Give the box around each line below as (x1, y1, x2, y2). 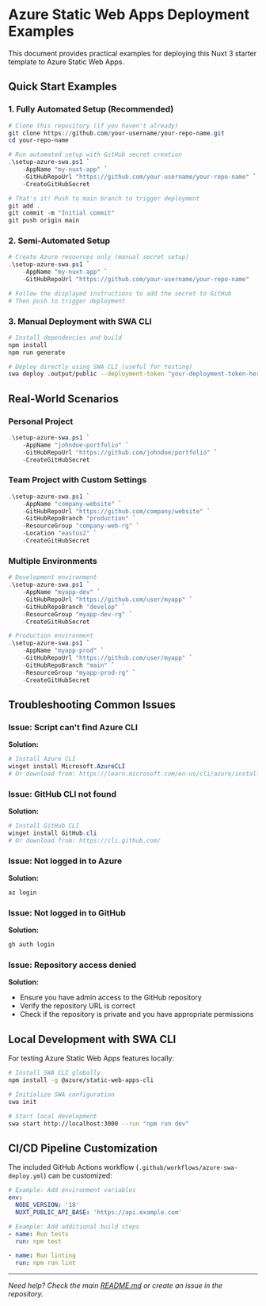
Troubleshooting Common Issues (8, 698, 176, 711)
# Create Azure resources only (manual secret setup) (8, 253, 190, 261)
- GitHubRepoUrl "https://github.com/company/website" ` (22, 507, 211, 516)
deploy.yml (8, 1172, 44, 1181)
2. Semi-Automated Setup (8, 235, 111, 246)
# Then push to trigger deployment (8, 297, 126, 305)
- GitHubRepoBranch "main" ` (22, 661, 115, 669)
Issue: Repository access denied (8, 960, 137, 970)
